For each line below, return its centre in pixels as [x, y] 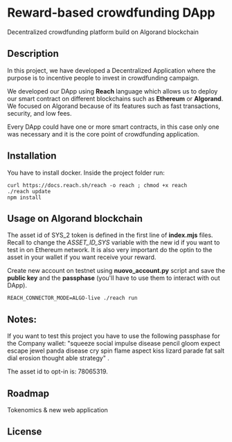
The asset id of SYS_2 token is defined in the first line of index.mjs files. [110, 235]
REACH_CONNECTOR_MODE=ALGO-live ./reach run [72, 298]
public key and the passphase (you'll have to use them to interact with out [114, 278]
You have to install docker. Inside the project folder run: [86, 173]
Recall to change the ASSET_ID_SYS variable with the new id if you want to [114, 242]
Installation [32, 156]
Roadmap [28, 393]
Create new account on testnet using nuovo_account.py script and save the [116, 271]
